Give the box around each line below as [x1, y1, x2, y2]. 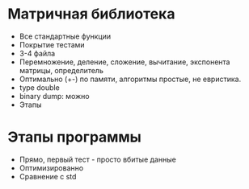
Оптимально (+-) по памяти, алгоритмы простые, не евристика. [19, 74, 242, 84]
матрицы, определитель [19, 65, 104, 75]
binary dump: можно [19, 91, 90, 101]
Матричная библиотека [7, 5, 175, 23]
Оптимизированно [19, 162, 84, 173]
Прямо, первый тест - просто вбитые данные [19, 154, 177, 164]
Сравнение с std [19, 171, 77, 181]
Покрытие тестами [19, 39, 86, 49]
